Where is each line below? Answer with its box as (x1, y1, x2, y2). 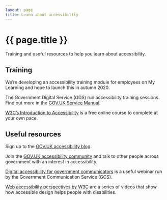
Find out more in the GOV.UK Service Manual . (5, 100, 101, 106)
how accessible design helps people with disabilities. (5, 189, 117, 195)
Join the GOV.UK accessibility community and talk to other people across (5, 153, 159, 159)
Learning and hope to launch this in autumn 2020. (5, 84, 110, 91)
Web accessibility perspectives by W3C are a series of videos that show (5, 184, 157, 190)
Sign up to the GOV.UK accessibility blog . (5, 144, 92, 150)
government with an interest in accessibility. (5, 159, 98, 165)
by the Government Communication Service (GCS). (5, 174, 113, 180)
